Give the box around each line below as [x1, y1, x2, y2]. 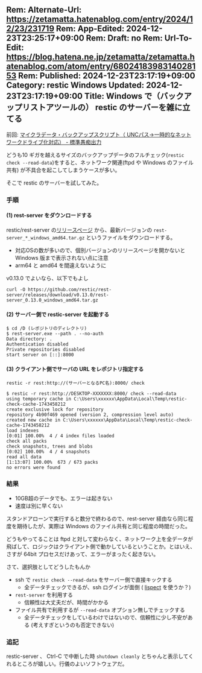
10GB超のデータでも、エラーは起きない [14, 494, 113, 502]
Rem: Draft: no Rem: [86, 33, 163, 43]
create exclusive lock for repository [6, 406, 104, 412]
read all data [6, 454, 42, 460]
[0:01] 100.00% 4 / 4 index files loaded [6, 433, 115, 439]
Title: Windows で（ [84, 91, 160, 101]
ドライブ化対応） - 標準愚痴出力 [22, 138, 102, 145]
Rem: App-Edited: [56, 24, 125, 34]
